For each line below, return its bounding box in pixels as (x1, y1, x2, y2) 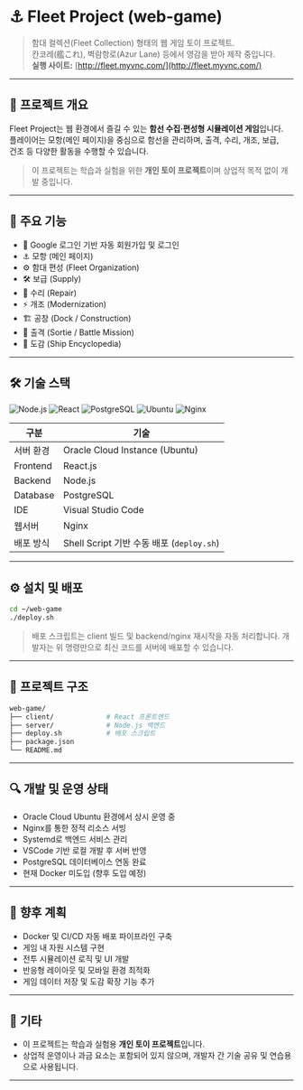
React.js (62, 460, 97, 472)
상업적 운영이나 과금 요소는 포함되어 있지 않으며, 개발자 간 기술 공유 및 (22, 1050, 268, 1061)
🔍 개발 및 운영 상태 (9, 781, 109, 797)
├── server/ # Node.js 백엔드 (9, 721, 166, 730)
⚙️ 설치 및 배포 (9, 580, 84, 595)
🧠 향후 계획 (9, 905, 68, 920)
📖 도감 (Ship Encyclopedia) (22, 338, 122, 349)
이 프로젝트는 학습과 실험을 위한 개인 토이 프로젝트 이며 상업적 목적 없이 (31, 164, 280, 175)
